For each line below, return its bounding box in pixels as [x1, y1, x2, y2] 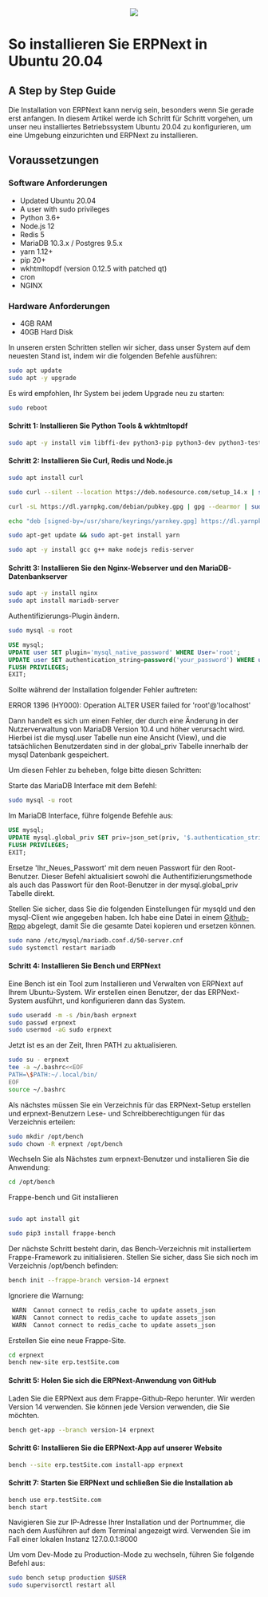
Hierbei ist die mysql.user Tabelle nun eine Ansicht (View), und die [8, 733, 227, 743]
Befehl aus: [8, 1559, 45, 1568]
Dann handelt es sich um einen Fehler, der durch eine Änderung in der [8, 716, 239, 726]
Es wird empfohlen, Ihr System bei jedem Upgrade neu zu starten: [8, 388, 225, 398]
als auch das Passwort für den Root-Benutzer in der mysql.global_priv [8, 880, 238, 890]
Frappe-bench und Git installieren [8, 1193, 119, 1203]
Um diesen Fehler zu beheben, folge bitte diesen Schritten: [8, 766, 202, 775]
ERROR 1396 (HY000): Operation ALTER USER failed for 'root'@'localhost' [8, 700, 251, 710]
